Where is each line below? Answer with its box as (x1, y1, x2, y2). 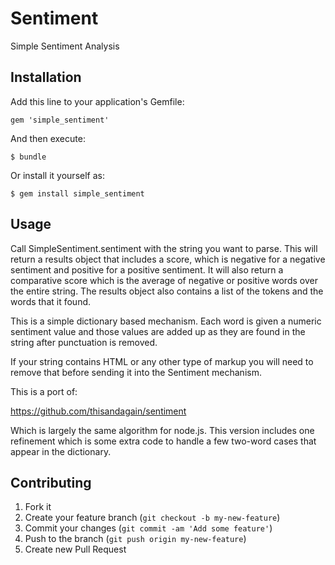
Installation (10, 69, 82, 86)
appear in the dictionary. (10, 445, 112, 457)
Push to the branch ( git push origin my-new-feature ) (24, 533, 247, 545)
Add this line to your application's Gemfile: (10, 95, 185, 107)
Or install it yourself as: (10, 169, 105, 181)
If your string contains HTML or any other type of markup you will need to (10, 355, 314, 367)
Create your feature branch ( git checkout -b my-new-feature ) (24, 512, 281, 524)
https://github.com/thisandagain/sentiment (10, 405, 187, 417)
